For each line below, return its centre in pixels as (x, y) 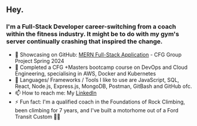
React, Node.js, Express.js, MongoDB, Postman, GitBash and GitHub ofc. (103, 86)
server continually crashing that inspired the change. (85, 42)
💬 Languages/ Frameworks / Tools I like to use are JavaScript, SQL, (97, 80)
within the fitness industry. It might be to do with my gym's (93, 34)
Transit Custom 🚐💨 (38, 116)
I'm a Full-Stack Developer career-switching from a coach (91, 27)
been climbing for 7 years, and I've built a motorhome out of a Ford (97, 110)
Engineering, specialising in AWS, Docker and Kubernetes (85, 73)
